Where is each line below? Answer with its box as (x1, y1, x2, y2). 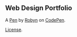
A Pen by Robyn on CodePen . (5, 17, 66, 23)
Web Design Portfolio (5, 4, 73, 12)
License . (5, 27, 23, 33)
